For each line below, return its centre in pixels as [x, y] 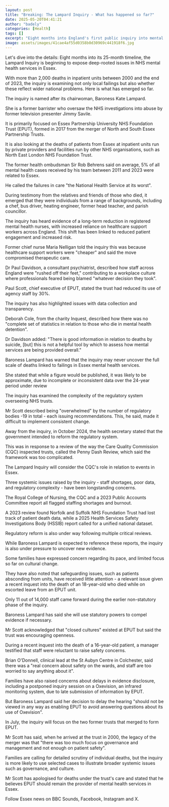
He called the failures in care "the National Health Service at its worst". [79, 185]
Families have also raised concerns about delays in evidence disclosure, [80, 681]
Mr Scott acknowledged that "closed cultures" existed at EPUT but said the [83, 630]
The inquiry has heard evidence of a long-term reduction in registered [78, 221]
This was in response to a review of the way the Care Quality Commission [82, 446]
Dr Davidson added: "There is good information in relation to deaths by [79, 339]
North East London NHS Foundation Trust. [49, 155]
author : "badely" [23, 24]
